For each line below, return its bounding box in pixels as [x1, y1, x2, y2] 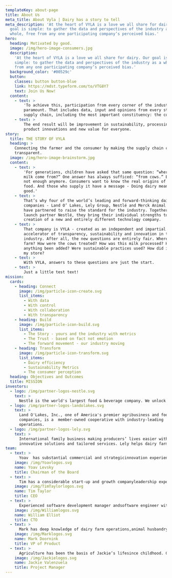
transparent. [14, 151, 42, 156]
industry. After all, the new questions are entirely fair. [24, 236, 155, 241]
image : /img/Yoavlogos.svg [14, 460, 72, 465]
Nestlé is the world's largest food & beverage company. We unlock [18, 398, 166, 403]
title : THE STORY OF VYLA [10, 136, 66, 141]
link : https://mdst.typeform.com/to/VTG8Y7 [14, 84, 109, 89]
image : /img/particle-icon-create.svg [18, 288, 102, 294]
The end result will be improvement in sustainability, [24, 121, 145, 127]
